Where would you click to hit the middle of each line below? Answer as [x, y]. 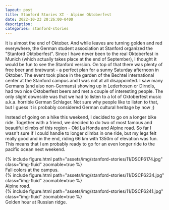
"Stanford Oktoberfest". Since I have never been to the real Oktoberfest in [82, 54]
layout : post [19, 10]
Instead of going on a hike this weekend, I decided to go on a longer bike [81, 117]
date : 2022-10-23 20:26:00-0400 [39, 19]
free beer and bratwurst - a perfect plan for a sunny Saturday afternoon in [82, 70]
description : [19, 24]
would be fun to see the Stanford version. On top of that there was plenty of [84, 65]
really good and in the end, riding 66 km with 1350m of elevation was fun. [81, 139]
